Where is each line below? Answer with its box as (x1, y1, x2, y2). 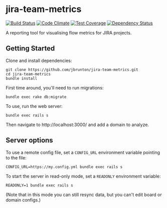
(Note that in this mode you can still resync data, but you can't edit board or (6, 191, 162, 197)
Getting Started (6, 44, 55, 53)
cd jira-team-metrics (6, 71, 51, 76)
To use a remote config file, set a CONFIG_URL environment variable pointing (6, 149, 160, 155)
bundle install (6, 76, 38, 81)
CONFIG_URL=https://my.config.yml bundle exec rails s (6, 164, 123, 169)
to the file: (6, 154, 27, 160)
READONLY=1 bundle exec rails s (6, 182, 73, 188)
